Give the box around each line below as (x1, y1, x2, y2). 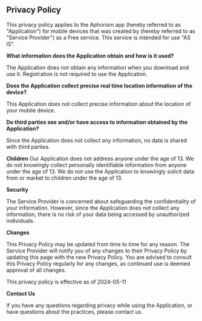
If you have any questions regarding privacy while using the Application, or (6, 302, 193, 309)
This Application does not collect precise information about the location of (6, 100, 191, 107)
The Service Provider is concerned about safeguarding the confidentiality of (6, 197, 197, 205)
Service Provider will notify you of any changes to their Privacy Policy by (6, 247, 187, 254)
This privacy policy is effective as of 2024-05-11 (6, 278, 126, 285)
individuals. (6, 217, 35, 224)
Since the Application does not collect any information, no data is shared (6, 137, 187, 144)
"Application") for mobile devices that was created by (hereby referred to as (6, 27, 195, 35)
